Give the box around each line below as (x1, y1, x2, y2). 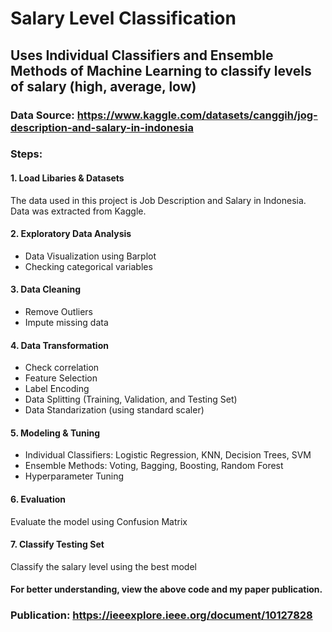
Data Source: (10, 108, 75, 122)
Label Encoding (24, 383, 90, 395)
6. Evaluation (10, 493, 66, 506)
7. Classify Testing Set (10, 538, 105, 551)
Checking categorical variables (24, 260, 153, 272)
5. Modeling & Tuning (10, 427, 101, 439)
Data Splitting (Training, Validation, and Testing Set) (24, 393, 238, 406)
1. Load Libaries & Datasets (10, 172, 125, 184)
